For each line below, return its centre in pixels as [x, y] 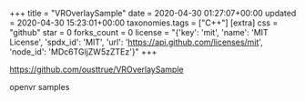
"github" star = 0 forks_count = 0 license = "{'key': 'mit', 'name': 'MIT [139, 32]
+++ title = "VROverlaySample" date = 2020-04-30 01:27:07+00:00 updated [153, 13]
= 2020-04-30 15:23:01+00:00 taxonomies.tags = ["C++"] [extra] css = [144, 23]
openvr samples [40, 87]
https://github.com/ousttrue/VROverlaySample [97, 69]
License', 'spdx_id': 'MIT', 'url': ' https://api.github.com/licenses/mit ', [137, 42]
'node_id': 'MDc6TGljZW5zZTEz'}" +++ [83, 52]
